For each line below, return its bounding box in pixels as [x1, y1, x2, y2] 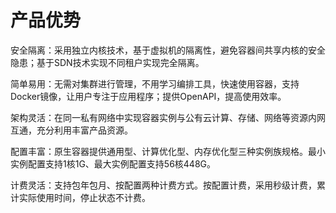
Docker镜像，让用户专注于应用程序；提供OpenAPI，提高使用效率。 [10, 90, 287, 102]
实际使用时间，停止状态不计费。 [18, 191, 151, 203]
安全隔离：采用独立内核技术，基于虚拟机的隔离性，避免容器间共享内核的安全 [10, 44, 326, 56]
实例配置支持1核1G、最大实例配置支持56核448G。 [10, 157, 217, 170]
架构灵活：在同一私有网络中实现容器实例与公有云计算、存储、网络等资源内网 [10, 111, 326, 123]
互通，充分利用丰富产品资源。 [10, 124, 133, 136]
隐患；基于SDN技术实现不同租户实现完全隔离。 [10, 56, 205, 68]
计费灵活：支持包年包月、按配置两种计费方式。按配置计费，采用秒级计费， [10, 179, 317, 191]
